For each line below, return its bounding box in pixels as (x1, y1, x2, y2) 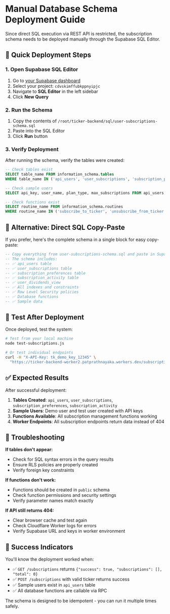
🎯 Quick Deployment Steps (5, 51, 92, 59)
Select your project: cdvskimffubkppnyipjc (12, 83, 100, 89)
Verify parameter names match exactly (12, 498, 94, 504)
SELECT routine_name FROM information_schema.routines (5, 204, 123, 210)
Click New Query (12, 93, 49, 99)
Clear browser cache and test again (12, 517, 88, 523)
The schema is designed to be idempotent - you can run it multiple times (5, 598, 157, 604)
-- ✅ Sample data (5, 299, 43, 304)
